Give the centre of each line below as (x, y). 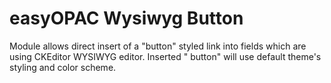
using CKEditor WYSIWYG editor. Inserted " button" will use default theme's (165, 56)
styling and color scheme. (63, 67)
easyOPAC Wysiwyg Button (126, 18)
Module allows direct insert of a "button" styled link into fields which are (158, 46)
